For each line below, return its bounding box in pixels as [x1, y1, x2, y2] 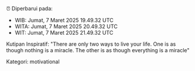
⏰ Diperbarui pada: [6, 5, 53, 12]
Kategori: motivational [6, 58, 60, 65]
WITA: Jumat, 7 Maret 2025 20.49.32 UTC [14, 23, 118, 30]
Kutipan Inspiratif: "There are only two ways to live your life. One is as [6, 40, 176, 48]
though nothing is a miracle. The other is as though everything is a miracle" [6, 47, 190, 53]
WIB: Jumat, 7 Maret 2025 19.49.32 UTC [14, 17, 114, 23]
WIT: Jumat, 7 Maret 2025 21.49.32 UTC [14, 29, 114, 36]
